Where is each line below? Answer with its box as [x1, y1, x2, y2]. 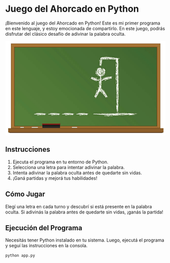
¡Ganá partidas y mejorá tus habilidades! [12, 175, 98, 181]
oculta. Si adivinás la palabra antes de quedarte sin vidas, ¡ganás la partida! [5, 209, 164, 215]
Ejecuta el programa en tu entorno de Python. [12, 159, 108, 165]
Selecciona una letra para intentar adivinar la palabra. [12, 164, 125, 170]
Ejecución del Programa [5, 223, 82, 232]
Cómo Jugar [5, 190, 45, 199]
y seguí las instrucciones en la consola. [5, 243, 88, 249]
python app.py [5, 253, 36, 258]
